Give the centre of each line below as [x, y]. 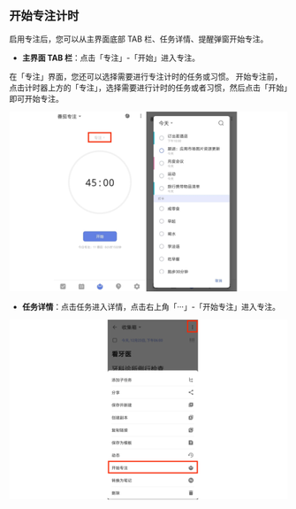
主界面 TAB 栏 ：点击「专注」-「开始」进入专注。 [111, 58]
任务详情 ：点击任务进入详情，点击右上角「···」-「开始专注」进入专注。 [151, 306]
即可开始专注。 [36, 98]
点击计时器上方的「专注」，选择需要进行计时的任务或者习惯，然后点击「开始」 [148, 88]
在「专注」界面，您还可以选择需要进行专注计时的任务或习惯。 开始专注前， [146, 76]
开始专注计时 [44, 16]
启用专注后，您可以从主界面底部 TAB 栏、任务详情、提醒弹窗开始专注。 [139, 39]
